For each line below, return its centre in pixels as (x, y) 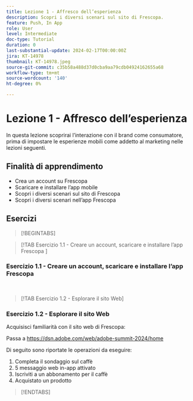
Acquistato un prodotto (43, 381)
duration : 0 (21, 45)
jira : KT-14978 (25, 56)
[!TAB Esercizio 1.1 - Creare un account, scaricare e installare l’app (102, 245)
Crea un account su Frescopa (51, 181)
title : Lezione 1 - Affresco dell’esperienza (63, 12)
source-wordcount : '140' (37, 78)
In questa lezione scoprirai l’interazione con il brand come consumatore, (95, 135)
